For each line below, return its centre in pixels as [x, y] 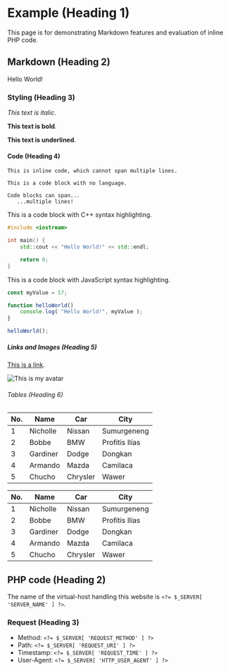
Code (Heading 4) [34, 156]
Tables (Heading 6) [35, 394]
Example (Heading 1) [69, 13]
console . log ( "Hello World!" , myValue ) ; [81, 312]
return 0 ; [34, 259]
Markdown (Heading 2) [59, 62]
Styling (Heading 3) [41, 97]
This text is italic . [32, 113]
